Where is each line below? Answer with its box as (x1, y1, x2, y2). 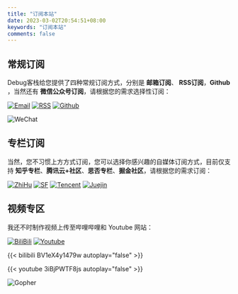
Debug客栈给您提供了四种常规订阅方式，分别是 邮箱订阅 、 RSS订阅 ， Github (7, 79, 230, 87)
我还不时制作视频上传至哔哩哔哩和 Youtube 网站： (7, 222, 154, 231)
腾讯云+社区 (45, 166, 82, 174)
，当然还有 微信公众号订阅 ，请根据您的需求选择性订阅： (7, 87, 171, 96)
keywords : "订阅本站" (7, 23, 67, 30)
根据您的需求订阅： (155, 166, 212, 174)
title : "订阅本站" (7, 10, 58, 18)
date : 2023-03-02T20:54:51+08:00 (7, 17, 106, 24)
